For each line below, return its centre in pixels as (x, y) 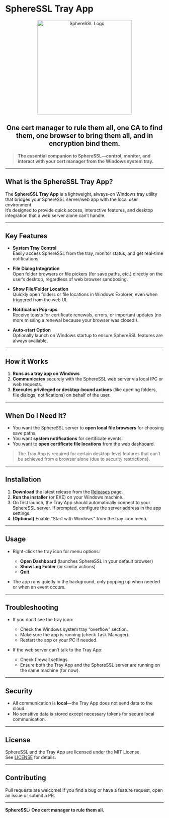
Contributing (26, 778)
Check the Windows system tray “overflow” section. (74, 629)
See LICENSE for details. (31, 757)
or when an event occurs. (39, 587)
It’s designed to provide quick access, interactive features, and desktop (79, 210)
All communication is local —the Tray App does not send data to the (82, 703)
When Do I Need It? (36, 416)
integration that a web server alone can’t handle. (55, 215)
